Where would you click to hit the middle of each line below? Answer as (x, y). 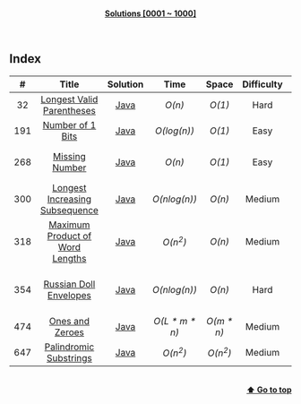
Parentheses (70, 110)
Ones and (69, 321)
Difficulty (262, 84)
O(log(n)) (175, 131)
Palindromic (69, 347)
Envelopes (69, 295)
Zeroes (69, 332)
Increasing (69, 199)
